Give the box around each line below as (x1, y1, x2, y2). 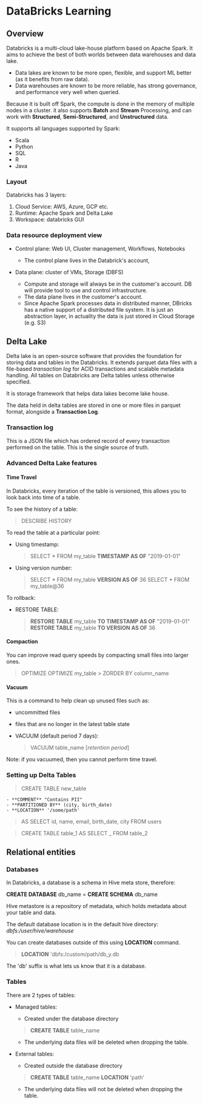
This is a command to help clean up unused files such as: (6, 697, 150, 704)
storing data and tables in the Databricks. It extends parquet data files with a (6, 359, 197, 366)
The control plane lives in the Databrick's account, (24, 257, 150, 264)
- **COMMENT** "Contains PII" (6, 796, 83, 803)
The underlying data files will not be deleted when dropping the (24, 1085, 183, 1092)
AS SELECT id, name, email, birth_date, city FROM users (21, 818, 162, 825)
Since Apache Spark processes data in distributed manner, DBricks (24, 299, 192, 307)
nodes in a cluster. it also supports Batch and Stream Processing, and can (6, 107, 192, 113)
